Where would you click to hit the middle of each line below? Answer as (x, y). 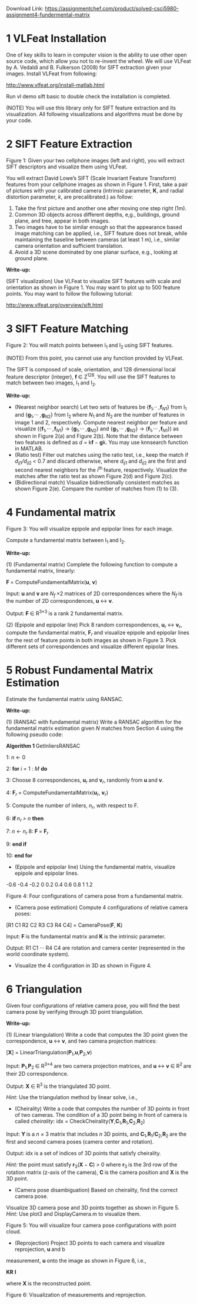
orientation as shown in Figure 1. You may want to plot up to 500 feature (93, 287)
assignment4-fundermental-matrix (48, 15)
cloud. (14, 1231)
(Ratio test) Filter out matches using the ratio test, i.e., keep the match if (101, 455)
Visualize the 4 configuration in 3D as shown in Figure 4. (83, 965)
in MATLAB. (29, 449)
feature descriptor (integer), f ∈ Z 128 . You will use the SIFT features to (91, 376)
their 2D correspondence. (37, 1073)
